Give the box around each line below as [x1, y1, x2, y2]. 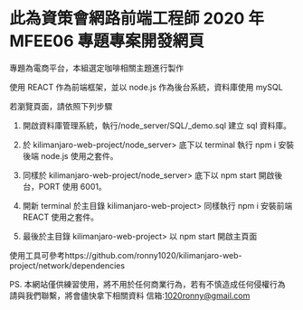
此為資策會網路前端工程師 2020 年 [9, 8, 265, 29]
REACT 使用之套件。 [22, 211, 99, 222]
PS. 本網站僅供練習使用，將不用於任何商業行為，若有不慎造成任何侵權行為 [9, 278, 286, 289]
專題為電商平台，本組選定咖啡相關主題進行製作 [9, 62, 184, 73]
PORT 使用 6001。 [38, 181, 107, 192]
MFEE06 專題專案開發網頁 [9, 31, 205, 52]
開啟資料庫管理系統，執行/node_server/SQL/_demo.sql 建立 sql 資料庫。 [22, 119, 292, 131]
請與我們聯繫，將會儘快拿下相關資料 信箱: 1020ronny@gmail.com [9, 290, 251, 301]
